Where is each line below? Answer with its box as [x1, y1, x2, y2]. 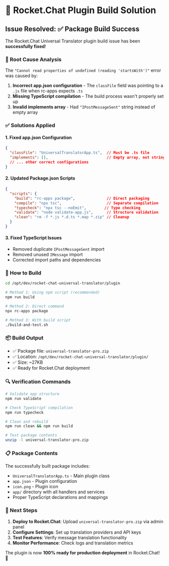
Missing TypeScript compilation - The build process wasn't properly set [12, 93, 164, 99]
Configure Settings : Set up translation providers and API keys [12, 529, 141, 535]
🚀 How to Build [5, 269, 42, 276]
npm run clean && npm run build [5, 424, 73, 429]
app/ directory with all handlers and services [12, 489, 105, 495]
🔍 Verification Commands [5, 378, 71, 385]
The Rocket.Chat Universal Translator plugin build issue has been [5, 38, 140, 44]
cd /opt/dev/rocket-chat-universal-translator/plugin [5, 281, 121, 286]
